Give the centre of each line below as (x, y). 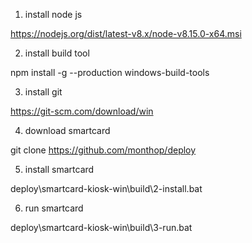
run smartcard (54, 208)
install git (43, 92)
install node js (53, 14)
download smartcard (67, 130)
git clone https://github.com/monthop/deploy (103, 150)
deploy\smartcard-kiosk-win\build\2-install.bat (106, 188)
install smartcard (59, 169)
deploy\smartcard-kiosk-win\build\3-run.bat (101, 227)
